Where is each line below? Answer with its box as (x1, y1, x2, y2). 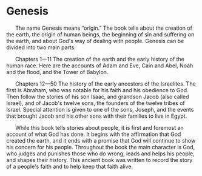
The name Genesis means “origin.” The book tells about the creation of (15, 24, 193, 32)
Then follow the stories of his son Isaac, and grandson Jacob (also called (6, 93, 189, 100)
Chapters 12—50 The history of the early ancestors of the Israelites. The (15, 80, 196, 87)
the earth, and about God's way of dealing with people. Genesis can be (6, 37, 184, 44)
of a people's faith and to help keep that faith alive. (6, 163, 133, 170)
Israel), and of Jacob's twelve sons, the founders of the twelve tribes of (6, 99, 185, 107)
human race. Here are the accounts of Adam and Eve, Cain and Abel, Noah (6, 62, 194, 69)
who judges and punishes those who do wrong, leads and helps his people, (6, 150, 195, 157)
